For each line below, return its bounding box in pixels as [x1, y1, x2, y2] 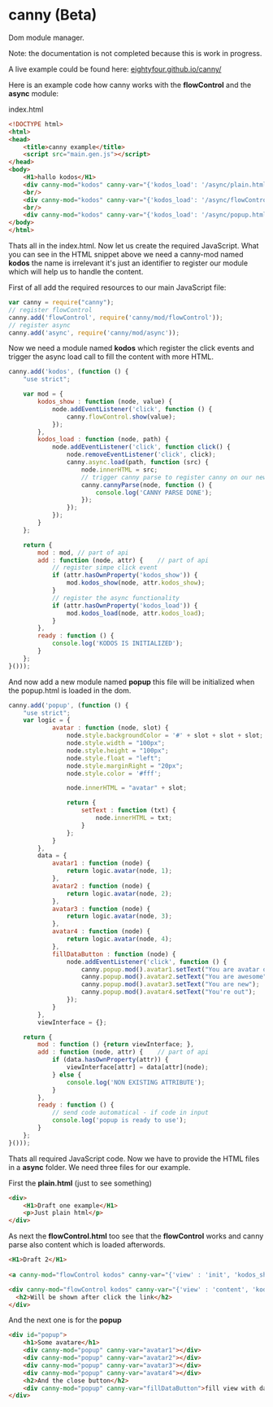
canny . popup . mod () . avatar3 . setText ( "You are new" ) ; [80, 980, 260, 988]
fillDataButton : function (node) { [51, 950, 176, 958]
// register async [8, 321, 71, 329]
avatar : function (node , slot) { [51, 724, 169, 732]
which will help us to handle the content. [8, 267, 144, 277]
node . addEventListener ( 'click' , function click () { [51, 443, 231, 451]
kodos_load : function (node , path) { [37, 436, 169, 444]
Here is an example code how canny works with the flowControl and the [8, 80, 252, 90]
